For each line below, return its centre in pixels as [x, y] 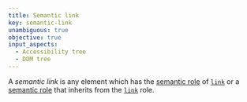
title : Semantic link [44, 15]
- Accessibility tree [51, 52]
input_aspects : [33, 45]
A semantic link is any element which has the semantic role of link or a [124, 81]
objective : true [35, 37]
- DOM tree [33, 60]
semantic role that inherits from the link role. [82, 89]
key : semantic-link [40, 23]
